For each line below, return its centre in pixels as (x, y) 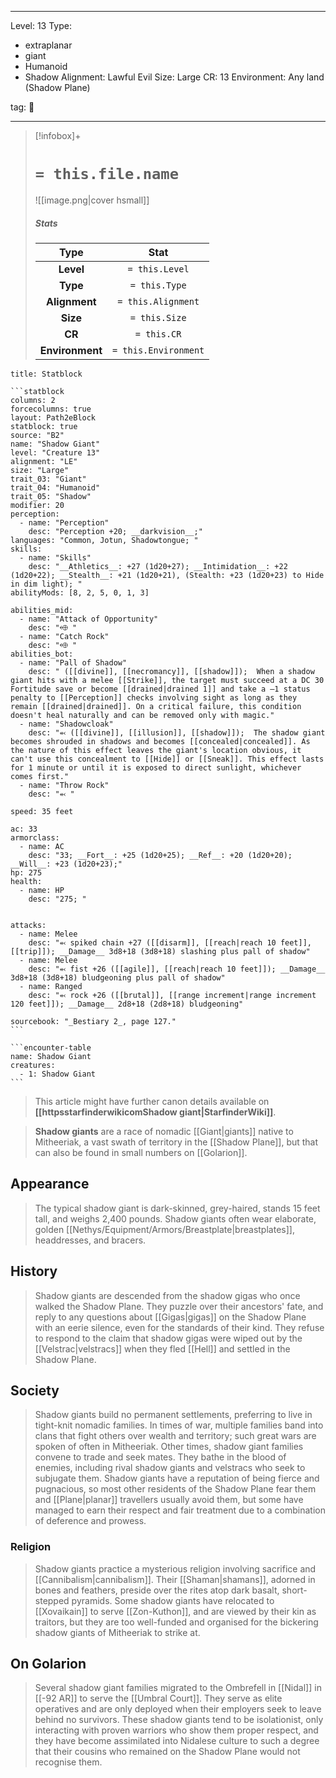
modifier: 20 (37, 505)
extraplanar (48, 45)
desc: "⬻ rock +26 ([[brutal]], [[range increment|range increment (172, 995)
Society (35, 1390)
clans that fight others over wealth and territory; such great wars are (175, 1436)
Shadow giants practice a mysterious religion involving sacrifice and (175, 1568)
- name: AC (42, 846)
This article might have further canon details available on (152, 1101)
